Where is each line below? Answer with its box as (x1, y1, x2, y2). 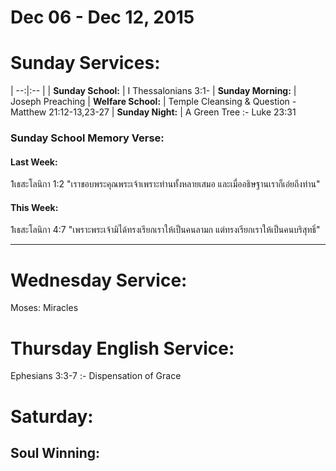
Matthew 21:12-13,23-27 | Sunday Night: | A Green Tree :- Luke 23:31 (10, 106, 297, 118)
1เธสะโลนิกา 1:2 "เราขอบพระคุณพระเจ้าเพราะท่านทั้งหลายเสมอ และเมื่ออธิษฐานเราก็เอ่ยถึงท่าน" (10, 178, 321, 190)
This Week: (10, 201, 59, 213)
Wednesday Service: (10, 269, 188, 291)
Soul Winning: (10, 444, 101, 461)
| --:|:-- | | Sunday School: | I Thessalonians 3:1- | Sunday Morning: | (10, 85, 297, 97)
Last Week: (10, 156, 58, 168)
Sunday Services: (10, 52, 161, 75)
